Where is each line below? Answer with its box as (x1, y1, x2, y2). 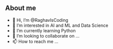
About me (5, 4, 36, 12)
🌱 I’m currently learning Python (12, 27, 76, 34)
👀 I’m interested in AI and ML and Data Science (12, 22, 109, 28)
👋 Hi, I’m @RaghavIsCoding (12, 17, 68, 23)
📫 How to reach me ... (12, 38, 58, 44)
